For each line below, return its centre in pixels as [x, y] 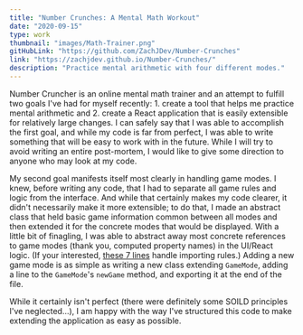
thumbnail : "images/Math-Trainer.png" [82, 43]
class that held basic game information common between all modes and [143, 217]
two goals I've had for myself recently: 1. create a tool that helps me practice [152, 103]
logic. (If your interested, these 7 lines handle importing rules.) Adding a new [152, 255]
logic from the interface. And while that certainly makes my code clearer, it [148, 197]
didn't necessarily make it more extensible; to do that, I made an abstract [145, 207]
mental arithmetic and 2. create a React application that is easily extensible [149, 113]
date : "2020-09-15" [46, 26]
